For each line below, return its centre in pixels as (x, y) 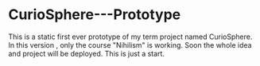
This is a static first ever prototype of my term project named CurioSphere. (130, 37)
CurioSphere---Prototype (95, 15)
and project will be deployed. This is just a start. (87, 53)
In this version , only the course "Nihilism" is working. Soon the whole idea (130, 45)
